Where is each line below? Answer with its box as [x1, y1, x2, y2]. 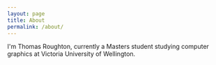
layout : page [7, 10, 45, 17]
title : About [7, 17, 45, 24]
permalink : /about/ [7, 23, 64, 30]
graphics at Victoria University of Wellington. [7, 50, 136, 58]
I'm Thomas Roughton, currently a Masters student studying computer [7, 43, 209, 51]
